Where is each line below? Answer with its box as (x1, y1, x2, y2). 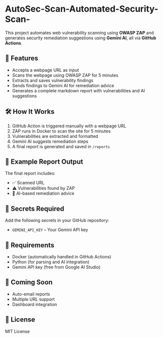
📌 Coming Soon (5, 278, 53, 287)
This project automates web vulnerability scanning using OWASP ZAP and (5, 30, 154, 35)
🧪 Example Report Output (5, 157, 84, 166)
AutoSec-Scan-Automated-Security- (5, 3, 159, 15)
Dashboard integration (12, 301, 57, 307)
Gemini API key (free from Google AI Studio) (12, 264, 101, 270)
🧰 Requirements (5, 241, 54, 249)
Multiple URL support (12, 296, 55, 302)
